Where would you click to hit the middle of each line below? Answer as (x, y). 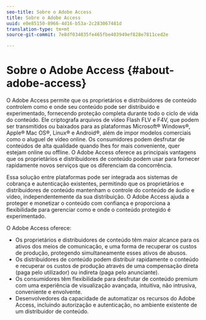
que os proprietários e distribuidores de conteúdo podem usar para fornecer (103, 159)
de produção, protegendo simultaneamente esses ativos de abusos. (101, 253)
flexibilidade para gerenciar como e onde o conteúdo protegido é (89, 210)
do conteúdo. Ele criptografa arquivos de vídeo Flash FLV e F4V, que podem (103, 120)
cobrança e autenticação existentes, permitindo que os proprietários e (95, 184)
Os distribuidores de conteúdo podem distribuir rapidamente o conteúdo (107, 259)
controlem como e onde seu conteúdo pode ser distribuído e (83, 107)
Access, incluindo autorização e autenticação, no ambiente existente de (106, 305)
